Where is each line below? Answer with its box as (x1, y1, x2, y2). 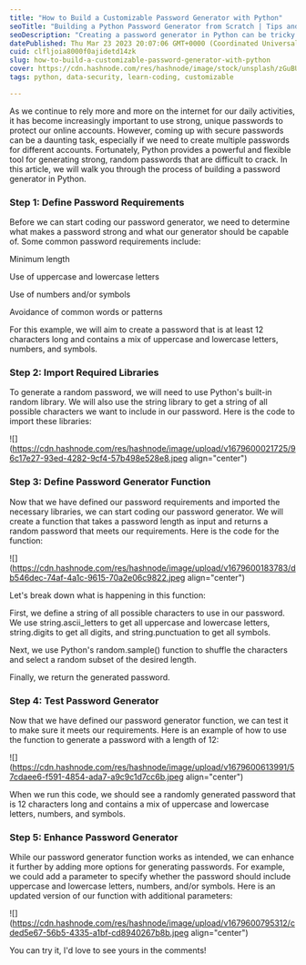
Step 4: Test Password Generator (9, 694, 159, 706)
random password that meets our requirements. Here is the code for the (9, 525, 280, 536)
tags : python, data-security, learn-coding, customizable (9, 73, 234, 82)
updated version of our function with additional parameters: (9, 890, 233, 901)
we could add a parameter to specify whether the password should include (9, 871, 291, 882)
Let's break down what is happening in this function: (9, 589, 207, 601)
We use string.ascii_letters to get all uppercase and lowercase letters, (9, 616, 270, 628)
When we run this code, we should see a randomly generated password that (9, 788, 296, 799)
